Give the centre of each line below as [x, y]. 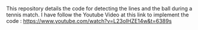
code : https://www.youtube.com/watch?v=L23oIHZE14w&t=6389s [89, 21]
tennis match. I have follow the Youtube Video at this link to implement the [97, 15]
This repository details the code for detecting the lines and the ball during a [99, 9]
